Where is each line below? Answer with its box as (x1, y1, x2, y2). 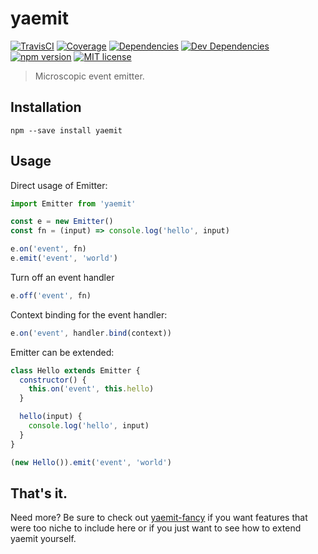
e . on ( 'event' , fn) (10, 244, 87, 254)
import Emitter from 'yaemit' (10, 198, 137, 209)
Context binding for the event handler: (10, 308, 168, 321)
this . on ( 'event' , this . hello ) (28, 384, 155, 394)
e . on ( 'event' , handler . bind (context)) (10, 328, 172, 338)
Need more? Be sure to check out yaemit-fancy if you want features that (10, 512, 308, 524)
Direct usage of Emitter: (10, 179, 108, 191)
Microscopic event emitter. (34, 70, 145, 82)
